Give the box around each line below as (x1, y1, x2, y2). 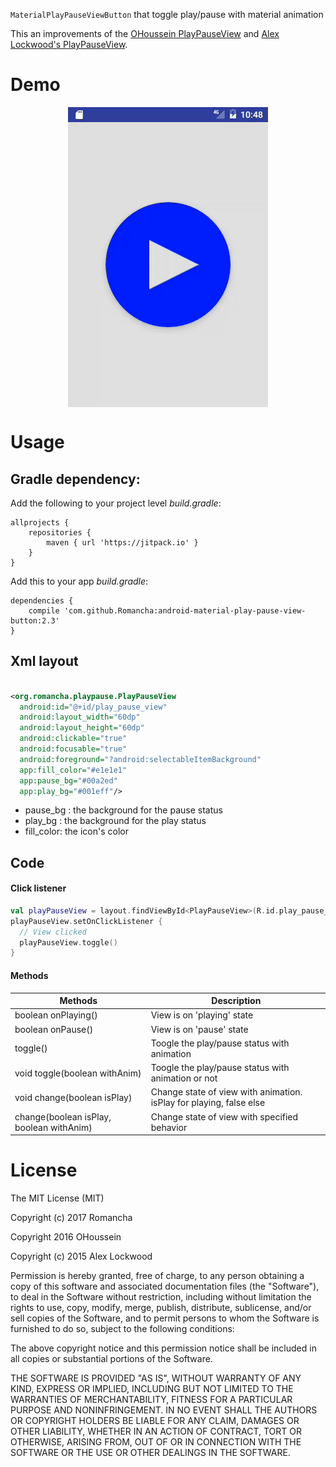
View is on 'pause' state (150, 1023, 249, 1035)
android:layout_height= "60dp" (19, 723, 145, 733)
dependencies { (10, 595, 74, 606)
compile (28, 605, 60, 616)
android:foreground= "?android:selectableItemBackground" (19, 754, 262, 764)
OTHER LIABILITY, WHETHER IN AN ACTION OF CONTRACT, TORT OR (10, 1425, 302, 1437)
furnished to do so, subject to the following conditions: (10, 1322, 235, 1334)
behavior (150, 1121, 188, 1133)
